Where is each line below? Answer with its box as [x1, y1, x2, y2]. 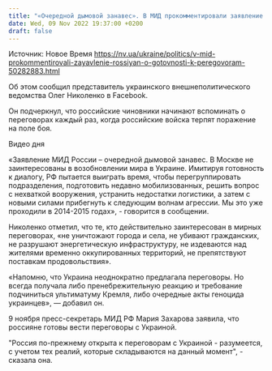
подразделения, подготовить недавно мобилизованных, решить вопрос [8, 181, 260, 190]
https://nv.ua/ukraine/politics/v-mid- [93, 49, 216, 59]
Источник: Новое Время [8, 49, 93, 59]
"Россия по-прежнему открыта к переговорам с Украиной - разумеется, [8, 338, 263, 348]
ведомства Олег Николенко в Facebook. [8, 91, 149, 100]
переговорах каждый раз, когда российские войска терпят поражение [8, 115, 257, 125]
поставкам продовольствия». [8, 257, 112, 267]
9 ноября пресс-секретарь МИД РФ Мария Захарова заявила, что [8, 313, 240, 324]
